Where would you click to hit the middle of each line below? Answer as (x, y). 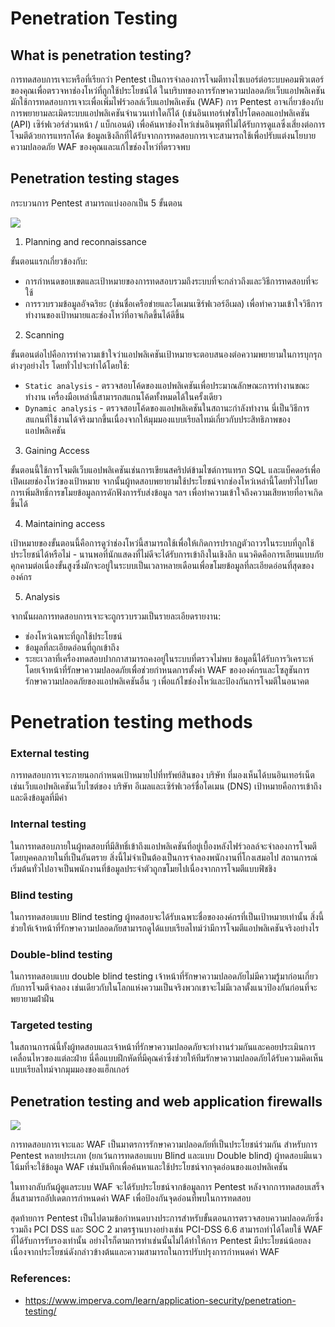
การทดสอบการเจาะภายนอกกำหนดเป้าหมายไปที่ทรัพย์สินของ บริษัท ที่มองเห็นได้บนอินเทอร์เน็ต (162, 775)
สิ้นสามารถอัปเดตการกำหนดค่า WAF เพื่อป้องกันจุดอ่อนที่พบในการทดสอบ (131, 1198)
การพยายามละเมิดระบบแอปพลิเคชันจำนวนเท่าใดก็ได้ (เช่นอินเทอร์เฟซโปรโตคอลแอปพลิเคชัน (160, 113)
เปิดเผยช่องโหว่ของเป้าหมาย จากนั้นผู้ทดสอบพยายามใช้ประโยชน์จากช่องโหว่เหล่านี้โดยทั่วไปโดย (164, 481)
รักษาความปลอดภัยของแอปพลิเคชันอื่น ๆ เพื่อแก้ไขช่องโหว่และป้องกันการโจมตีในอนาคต (167, 681)
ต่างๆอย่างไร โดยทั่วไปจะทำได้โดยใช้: (70, 365)
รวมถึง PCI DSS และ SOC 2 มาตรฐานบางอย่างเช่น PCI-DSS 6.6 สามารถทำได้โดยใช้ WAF (166, 1229)
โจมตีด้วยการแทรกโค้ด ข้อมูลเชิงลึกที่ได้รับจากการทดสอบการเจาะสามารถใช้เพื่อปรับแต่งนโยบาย (163, 135)
